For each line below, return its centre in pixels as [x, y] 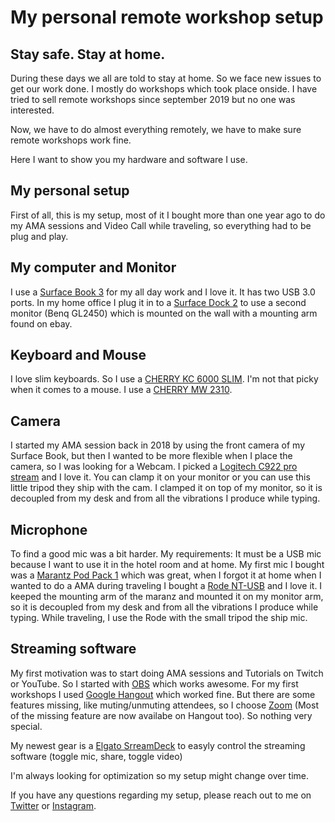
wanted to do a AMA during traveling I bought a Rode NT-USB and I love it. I [166, 586]
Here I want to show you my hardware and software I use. [129, 159]
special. [26, 726]
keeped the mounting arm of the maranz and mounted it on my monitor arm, [167, 597]
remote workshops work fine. [71, 140]
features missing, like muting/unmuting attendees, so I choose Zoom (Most [164, 705]
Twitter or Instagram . [53, 805]
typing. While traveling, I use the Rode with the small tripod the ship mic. [159, 618]
